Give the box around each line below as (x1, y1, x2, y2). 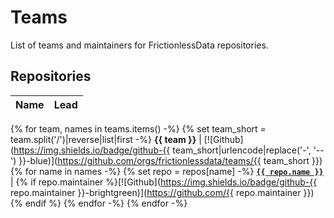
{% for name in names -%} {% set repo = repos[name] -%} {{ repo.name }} (10, 165, 324, 177)
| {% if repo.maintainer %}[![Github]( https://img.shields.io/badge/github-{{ (10, 176, 318, 188)
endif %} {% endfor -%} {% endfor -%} (24, 197, 188, 209)
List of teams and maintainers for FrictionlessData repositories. (10, 39, 269, 51)
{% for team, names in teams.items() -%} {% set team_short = (10, 122, 267, 135)
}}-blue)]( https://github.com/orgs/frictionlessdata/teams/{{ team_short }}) (18, 154, 323, 166)
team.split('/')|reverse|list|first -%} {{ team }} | (10, 133, 202, 145)
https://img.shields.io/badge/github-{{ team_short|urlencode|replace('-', (13, 144, 312, 156)
